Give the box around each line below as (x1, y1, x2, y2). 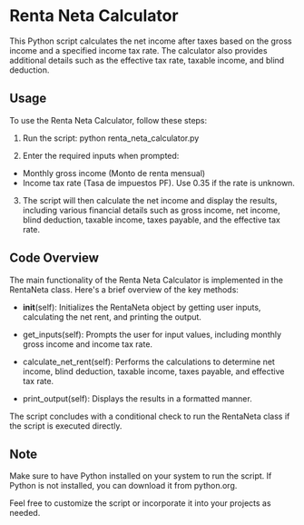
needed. (9, 508, 41, 519)
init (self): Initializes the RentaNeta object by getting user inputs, (22, 302, 261, 312)
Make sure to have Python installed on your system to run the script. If (9, 471, 272, 481)
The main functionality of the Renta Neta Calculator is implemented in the (9, 274, 284, 285)
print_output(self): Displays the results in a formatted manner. (22, 392, 252, 404)
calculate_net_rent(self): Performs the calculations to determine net (22, 356, 275, 367)
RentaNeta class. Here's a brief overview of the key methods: (9, 283, 239, 295)
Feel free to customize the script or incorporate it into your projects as (9, 498, 271, 509)
